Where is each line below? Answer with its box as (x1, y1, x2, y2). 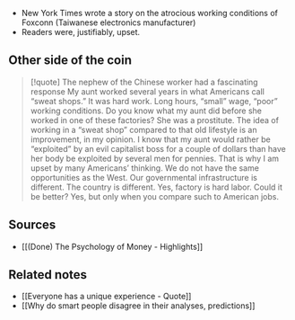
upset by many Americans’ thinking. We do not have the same (30, 162, 259, 173)
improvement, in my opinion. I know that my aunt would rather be (30, 134, 271, 145)
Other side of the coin (8, 53, 132, 68)
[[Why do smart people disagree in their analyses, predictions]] (21, 300, 256, 311)
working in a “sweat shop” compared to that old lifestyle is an (30, 124, 257, 135)
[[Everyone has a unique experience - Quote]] (21, 291, 192, 302)
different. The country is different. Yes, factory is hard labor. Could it (30, 182, 283, 192)
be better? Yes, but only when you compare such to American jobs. (30, 191, 280, 201)
